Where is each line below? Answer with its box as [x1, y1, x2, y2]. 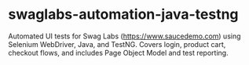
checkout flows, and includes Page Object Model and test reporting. [8, 48, 229, 57]
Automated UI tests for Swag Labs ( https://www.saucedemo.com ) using [8, 31, 241, 41]
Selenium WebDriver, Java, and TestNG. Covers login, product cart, [8, 39, 226, 49]
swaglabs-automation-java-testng [8, 5, 239, 23]
